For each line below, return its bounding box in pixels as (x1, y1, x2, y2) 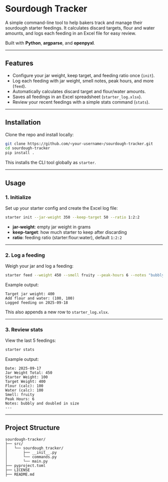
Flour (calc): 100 (5, 383, 43, 388)
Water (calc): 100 (5, 388, 43, 393)
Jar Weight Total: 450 (5, 370, 52, 375)
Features (5, 59, 33, 68)
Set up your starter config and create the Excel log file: (5, 205, 118, 211)
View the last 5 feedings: (5, 337, 56, 343)
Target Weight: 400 (5, 379, 46, 384)
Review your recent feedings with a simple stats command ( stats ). (12, 99, 150, 105)
